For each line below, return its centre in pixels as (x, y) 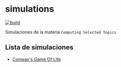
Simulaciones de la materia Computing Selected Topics (61, 32)
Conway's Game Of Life (36, 59)
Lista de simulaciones (39, 47)
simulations (30, 9)
